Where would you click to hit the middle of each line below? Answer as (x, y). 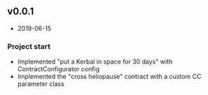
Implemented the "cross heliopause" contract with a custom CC (109, 77)
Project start (29, 46)
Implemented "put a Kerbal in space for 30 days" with (95, 61)
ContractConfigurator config (58, 69)
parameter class (41, 84)
